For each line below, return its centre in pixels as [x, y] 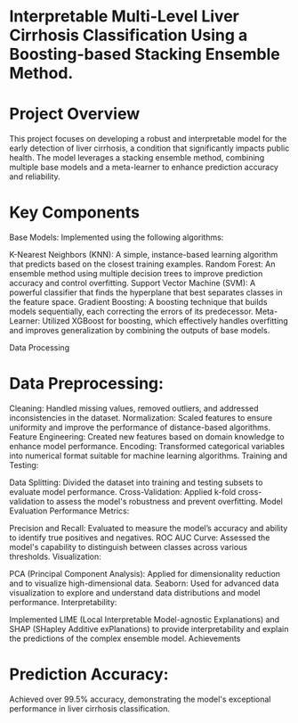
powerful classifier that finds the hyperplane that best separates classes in [146, 292]
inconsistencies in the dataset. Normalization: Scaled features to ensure [141, 418]
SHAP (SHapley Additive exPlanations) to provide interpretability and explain [149, 629]
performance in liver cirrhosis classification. [90, 708]
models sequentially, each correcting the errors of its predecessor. [131, 312]
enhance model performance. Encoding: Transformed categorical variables [147, 446]
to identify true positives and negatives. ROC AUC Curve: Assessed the [140, 538]
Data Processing [39, 348]
